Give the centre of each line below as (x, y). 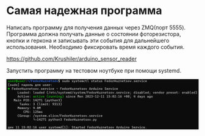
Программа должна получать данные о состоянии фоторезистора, (94, 34)
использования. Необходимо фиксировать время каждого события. (95, 47)
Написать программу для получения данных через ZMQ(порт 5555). (96, 27)
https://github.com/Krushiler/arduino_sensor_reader (72, 59)
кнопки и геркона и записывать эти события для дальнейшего (88, 40)
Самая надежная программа (84, 11)
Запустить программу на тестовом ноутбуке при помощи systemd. (94, 70)
